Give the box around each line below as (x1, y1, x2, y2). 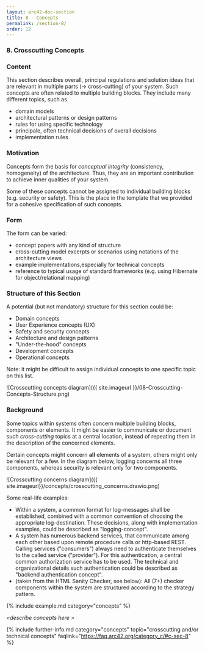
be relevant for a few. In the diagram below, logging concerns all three (6, 457, 182, 465)
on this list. (6, 372, 34, 379)
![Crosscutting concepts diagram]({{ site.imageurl (6, 384, 132, 391)
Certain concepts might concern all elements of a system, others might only (6, 451, 198, 458)
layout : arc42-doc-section (6, 9, 75, 15)
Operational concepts (15, 354, 70, 361)
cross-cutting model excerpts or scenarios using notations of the (15, 248, 179, 255)
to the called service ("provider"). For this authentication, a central (15, 551, 182, 559)
